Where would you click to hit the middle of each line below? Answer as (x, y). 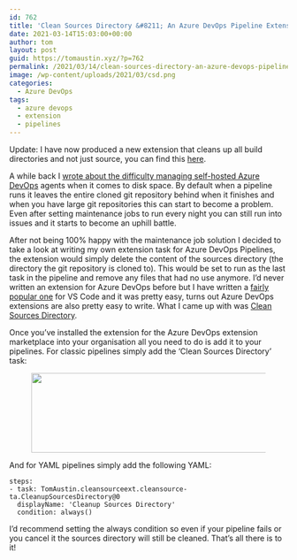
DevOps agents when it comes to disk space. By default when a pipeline (141, 185)
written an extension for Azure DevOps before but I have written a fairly (139, 287)
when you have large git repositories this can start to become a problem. (141, 204)
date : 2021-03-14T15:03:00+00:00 (71, 34)
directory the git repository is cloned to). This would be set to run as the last (147, 268)
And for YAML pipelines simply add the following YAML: (110, 465)
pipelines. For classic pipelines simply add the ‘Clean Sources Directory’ (141, 351)
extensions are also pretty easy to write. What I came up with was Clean (141, 306)
